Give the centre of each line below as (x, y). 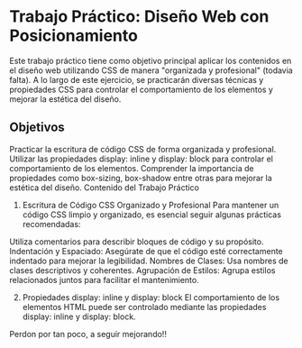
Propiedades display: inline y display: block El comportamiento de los (151, 297)
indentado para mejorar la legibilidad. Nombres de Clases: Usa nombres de (149, 261)
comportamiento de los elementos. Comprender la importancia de (132, 168)
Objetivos (37, 128)
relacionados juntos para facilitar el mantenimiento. (105, 279)
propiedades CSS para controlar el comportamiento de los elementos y (141, 89)
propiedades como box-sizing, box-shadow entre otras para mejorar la (141, 178)
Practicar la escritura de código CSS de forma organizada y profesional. (143, 149)
